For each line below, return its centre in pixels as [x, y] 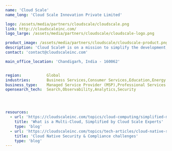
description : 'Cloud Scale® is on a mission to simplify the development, [87, 48]
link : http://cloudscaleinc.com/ [41, 29]
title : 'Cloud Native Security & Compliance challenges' [77, 136]
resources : [17, 112]
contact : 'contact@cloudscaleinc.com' [47, 52]
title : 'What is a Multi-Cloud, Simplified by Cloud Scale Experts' [89, 122]
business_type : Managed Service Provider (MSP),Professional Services [86, 85]
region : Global [33, 75]
